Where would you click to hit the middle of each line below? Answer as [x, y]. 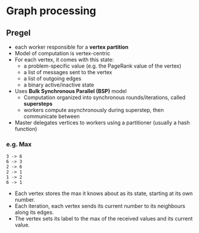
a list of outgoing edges [52, 79]
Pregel [18, 33]
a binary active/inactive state [59, 85]
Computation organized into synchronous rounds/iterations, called [104, 97]
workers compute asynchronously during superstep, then [94, 110]
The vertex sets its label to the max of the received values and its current [104, 219]
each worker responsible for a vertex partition [71, 47]
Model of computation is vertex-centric [62, 53]
